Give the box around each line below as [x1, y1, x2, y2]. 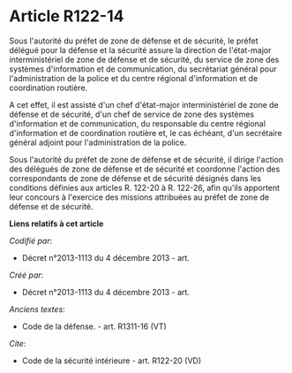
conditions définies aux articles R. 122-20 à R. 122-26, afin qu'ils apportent [9, 182, 281, 193]
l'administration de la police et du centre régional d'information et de [9, 72, 258, 83]
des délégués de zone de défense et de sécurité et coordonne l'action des [9, 164, 281, 174]
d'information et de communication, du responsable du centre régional [9, 118, 266, 129]
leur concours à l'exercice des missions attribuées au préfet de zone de [9, 192, 270, 202]
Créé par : [9, 270, 44, 280]
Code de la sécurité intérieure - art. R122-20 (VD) [21, 355, 202, 366]
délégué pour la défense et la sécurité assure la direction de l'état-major [9, 44, 272, 55]
